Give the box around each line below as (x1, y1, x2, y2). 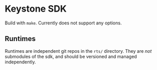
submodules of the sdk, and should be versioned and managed (5, 53, 137, 59)
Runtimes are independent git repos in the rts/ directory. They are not (5, 48, 152, 54)
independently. (5, 59, 36, 65)
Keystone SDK (5, 3, 67, 15)
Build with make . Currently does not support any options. (5, 20, 122, 26)
